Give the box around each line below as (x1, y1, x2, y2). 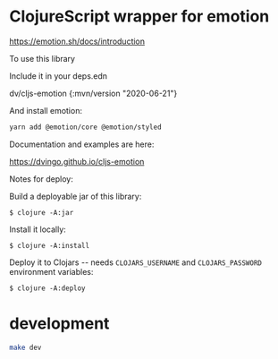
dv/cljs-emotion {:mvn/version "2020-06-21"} (9, 88, 178, 98)
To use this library (9, 53, 76, 64)
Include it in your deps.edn (9, 70, 108, 81)
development (9, 313, 110, 333)
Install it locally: (9, 224, 67, 235)
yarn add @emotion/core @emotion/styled (9, 123, 163, 132)
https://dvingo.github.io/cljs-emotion (9, 156, 145, 167)
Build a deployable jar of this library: (9, 191, 142, 201)
